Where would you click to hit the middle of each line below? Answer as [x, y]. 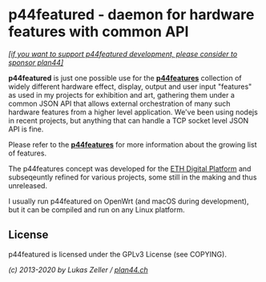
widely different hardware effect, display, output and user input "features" [130, 87]
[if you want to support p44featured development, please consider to [123, 54]
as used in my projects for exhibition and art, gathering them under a [121, 95]
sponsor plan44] [36, 62]
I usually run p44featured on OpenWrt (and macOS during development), [129, 201]
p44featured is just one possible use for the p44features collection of [125, 78]
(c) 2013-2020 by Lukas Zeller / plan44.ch [78, 269]
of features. [27, 153]
